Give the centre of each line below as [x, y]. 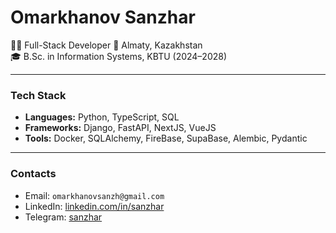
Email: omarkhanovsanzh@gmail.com [94, 195]
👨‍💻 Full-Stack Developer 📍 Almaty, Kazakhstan [106, 45]
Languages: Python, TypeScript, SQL [102, 117]
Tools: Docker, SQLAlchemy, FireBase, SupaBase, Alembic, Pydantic [166, 138]
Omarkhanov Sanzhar [103, 17]
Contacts [33, 174]
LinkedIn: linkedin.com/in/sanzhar [94, 206]
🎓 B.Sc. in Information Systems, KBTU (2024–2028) [119, 56]
